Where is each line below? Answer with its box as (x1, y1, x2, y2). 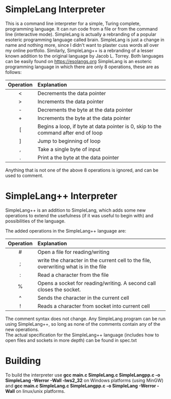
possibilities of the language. (5, 218, 66, 224)
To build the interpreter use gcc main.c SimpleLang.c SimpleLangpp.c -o (5, 372, 160, 378)
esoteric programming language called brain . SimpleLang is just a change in (5, 37, 164, 43)
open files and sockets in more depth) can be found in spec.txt (5, 337, 137, 343)
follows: (5, 69, 22, 75)
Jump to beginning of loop (37, 137, 101, 145)
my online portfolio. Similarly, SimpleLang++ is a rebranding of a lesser (5, 47, 154, 53)
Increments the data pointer (37, 98, 104, 105)
